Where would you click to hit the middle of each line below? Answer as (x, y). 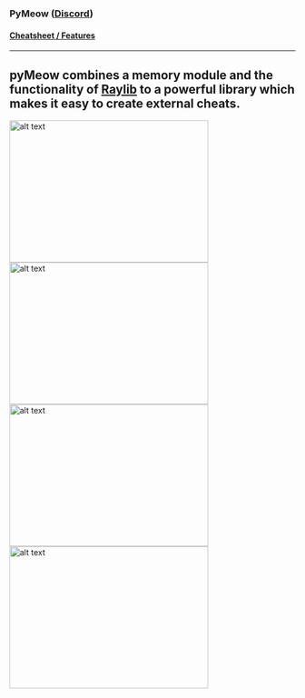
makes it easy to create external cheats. (125, 103)
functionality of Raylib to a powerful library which (152, 89)
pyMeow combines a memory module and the (142, 75)
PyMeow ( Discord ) (51, 14)
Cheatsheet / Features (52, 35)
